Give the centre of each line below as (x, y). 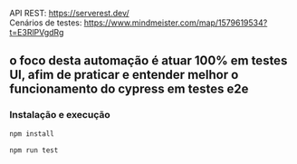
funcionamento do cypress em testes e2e (129, 89)
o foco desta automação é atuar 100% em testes (148, 61)
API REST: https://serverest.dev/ (69, 13)
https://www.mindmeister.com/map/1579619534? (176, 23)
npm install (32, 134)
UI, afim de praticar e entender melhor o (124, 75)
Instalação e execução (60, 115)
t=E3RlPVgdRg (37, 32)
